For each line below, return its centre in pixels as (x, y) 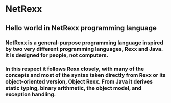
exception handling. (31, 94)
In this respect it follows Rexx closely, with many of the (75, 69)
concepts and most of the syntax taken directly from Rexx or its (86, 75)
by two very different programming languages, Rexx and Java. (84, 49)
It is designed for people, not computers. (57, 55)
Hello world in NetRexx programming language (81, 28)
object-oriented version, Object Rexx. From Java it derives (79, 81)
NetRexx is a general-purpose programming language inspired (84, 43)
